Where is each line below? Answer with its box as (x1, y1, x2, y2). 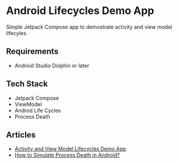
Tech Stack (6, 79, 48, 89)
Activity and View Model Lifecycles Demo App (14, 145, 126, 152)
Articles (6, 130, 36, 139)
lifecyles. (6, 29, 28, 36)
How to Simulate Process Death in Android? (14, 152, 120, 159)
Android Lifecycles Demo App (6, 4, 155, 18)
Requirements (6, 47, 59, 57)
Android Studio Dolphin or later (14, 62, 90, 69)
